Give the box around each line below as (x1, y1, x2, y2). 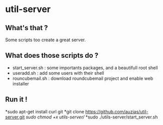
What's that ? (5, 24, 48, 32)
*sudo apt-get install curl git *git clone (5, 108, 84, 114)
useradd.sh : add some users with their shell (12, 70, 104, 76)
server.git (5, 114, 25, 120)
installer (12, 80, 29, 86)
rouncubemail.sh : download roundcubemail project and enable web (12, 75, 153, 81)
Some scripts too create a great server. (5, 37, 86, 43)
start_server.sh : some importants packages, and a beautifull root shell (12, 64, 158, 71)
